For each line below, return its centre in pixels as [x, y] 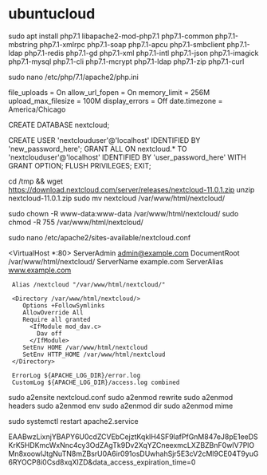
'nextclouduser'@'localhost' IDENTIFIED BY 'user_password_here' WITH [128, 157]
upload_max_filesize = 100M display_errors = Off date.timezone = [116, 101]
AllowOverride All [53, 312]
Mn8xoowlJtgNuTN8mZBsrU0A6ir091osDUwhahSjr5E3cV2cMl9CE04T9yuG [133, 453]
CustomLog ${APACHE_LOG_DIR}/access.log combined [96, 382]
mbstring [23, 44]
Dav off [49, 333]
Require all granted [57, 319]
